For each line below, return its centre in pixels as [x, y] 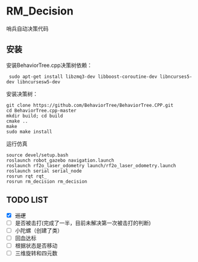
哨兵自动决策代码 [27, 28]
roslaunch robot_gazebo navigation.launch [60, 160]
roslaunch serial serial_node [44, 171]
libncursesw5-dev [39, 82]
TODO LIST [27, 200]
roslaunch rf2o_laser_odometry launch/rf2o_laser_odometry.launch [91, 165]
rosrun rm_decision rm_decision [47, 181]
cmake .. [17, 121]
